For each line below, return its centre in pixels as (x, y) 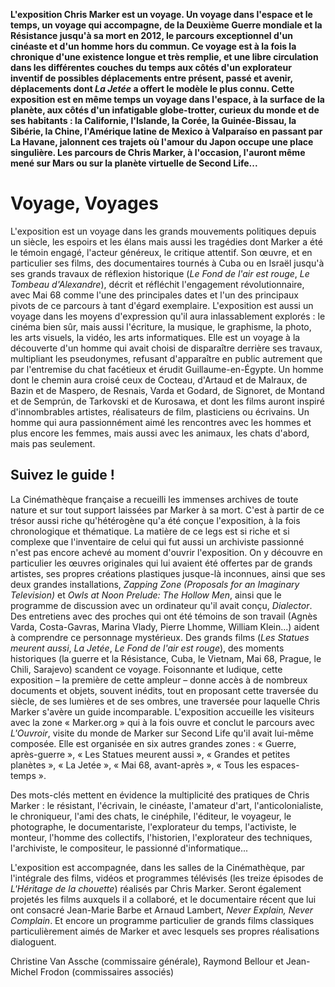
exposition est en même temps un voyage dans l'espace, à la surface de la (167, 99)
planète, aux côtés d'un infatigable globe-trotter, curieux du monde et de (165, 110)
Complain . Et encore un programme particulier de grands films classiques (162, 920)
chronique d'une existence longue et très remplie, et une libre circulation (164, 57)
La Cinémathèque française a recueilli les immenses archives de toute (154, 499)
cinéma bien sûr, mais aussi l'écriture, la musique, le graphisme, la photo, (161, 326)
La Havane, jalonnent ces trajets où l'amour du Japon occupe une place (162, 142)
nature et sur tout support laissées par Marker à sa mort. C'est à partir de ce (167, 510)
